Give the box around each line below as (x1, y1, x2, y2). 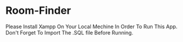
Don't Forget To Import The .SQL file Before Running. (5, 29, 133, 36)
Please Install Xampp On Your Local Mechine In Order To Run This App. (5, 23, 178, 30)
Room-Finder (5, 4, 72, 17)
